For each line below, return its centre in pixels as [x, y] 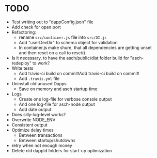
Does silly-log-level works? [39, 114]
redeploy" [22, 63]
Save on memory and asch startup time [58, 89]
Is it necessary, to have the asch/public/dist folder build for [70, 58]
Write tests [22, 68]
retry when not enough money [42, 145]
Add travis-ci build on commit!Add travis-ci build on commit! [79, 73]
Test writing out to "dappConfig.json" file [52, 22]
